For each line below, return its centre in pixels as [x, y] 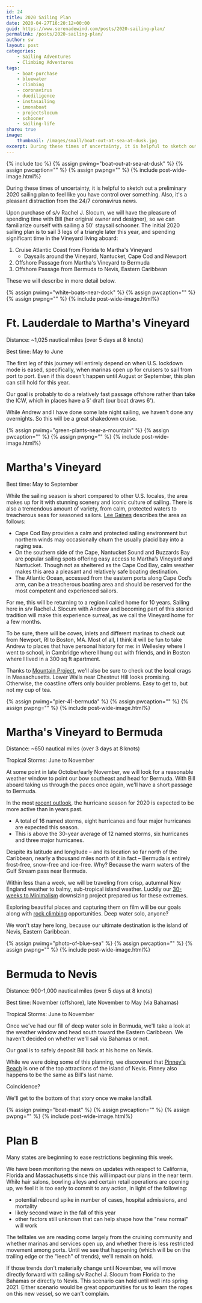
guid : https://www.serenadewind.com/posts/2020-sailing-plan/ [86, 29]
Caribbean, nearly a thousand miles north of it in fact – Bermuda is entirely [98, 858]
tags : [13, 68]
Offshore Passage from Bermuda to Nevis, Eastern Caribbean [91, 269]
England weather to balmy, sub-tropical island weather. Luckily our [89, 889]
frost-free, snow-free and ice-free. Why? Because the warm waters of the [98, 865]
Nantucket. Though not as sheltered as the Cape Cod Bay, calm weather [104, 565]
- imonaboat [32, 107]
